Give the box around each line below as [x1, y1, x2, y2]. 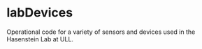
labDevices [6, 5, 73, 21]
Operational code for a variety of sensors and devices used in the [6, 28, 196, 36]
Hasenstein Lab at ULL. [6, 35, 74, 43]
